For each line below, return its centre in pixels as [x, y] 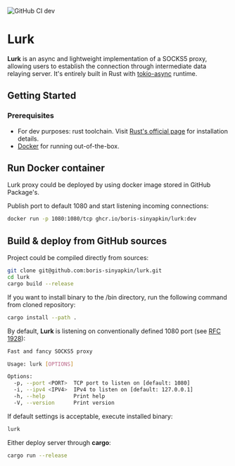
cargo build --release [40, 284]
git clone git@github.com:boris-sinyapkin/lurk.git [84, 271]
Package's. [24, 193]
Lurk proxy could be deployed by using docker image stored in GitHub [109, 185]
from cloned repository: [42, 304]
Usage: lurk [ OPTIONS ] [40, 364]
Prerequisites [31, 116]
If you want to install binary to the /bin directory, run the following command [117, 297]
